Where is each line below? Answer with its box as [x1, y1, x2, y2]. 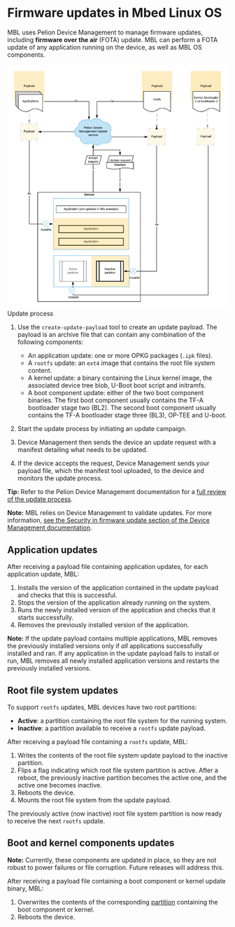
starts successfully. [17, 613, 74, 622]
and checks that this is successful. [17, 591, 117, 600]
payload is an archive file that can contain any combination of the [17, 331, 206, 339]
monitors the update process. [17, 474, 103, 483]
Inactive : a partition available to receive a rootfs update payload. [17, 724, 206, 732]
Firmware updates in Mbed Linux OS [7, 5, 222, 21]
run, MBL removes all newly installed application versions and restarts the [7, 657, 220, 665]
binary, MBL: [7, 884, 44, 893]
